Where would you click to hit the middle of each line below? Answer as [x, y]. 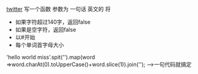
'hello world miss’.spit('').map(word [51, 57]
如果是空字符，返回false [46, 30]
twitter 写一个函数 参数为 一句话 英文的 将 [59, 9]
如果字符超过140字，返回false [53, 22]
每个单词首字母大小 [40, 45]
